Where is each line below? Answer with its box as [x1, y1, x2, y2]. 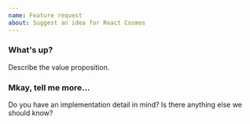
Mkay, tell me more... [8, 82, 90, 93]
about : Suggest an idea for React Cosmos [8, 19, 146, 27]
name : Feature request [8, 11, 83, 20]
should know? [8, 108, 53, 118]
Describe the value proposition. [8, 62, 110, 71]
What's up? [8, 45, 53, 56]
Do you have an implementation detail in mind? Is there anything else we [8, 100, 242, 110]
